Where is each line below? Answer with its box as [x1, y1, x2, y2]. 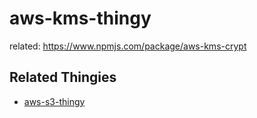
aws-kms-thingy [9, 7, 152, 30]
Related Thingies [9, 69, 117, 86]
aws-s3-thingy [23, 95, 86, 107]
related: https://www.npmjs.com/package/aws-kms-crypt [9, 40, 247, 52]
